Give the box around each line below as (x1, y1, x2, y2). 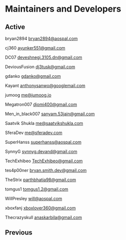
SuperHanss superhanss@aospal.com (5, 139, 81, 145)
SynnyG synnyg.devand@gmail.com (5, 149, 78, 154)
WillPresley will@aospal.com (5, 196, 63, 201)
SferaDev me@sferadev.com (5, 130, 63, 136)
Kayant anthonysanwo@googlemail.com (5, 83, 86, 88)
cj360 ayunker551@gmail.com (5, 45, 65, 51)
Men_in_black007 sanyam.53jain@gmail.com (5, 111, 95, 117)
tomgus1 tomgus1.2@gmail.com (5, 186, 69, 192)
